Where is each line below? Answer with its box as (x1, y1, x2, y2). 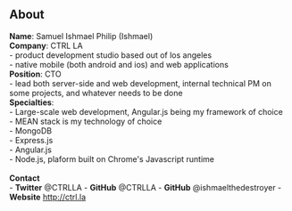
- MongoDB (9, 125, 52, 136)
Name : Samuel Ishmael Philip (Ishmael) (9, 30, 154, 41)
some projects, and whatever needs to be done (9, 87, 183, 98)
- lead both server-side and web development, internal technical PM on (9, 77, 272, 88)
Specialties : (9, 97, 54, 108)
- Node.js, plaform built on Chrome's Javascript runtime (9, 153, 214, 164)
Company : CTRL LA (9, 40, 83, 51)
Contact (9, 173, 40, 183)
